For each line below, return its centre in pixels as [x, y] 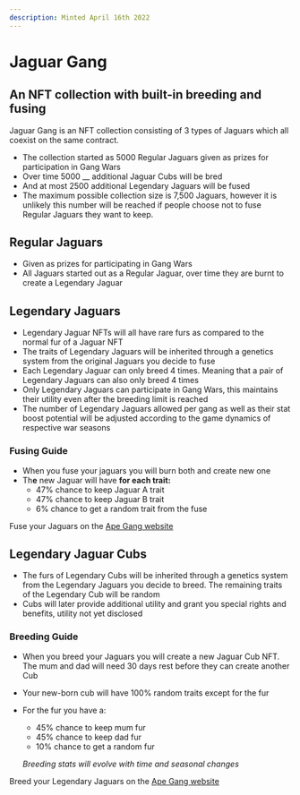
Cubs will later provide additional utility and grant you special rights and [154, 604]
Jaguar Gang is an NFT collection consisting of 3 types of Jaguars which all [149, 130]
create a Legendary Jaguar [73, 283]
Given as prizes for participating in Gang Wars [107, 264]
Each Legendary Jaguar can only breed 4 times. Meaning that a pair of [153, 371]
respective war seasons [66, 428]
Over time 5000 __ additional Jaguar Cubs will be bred [122, 176]
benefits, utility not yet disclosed [82, 613]
